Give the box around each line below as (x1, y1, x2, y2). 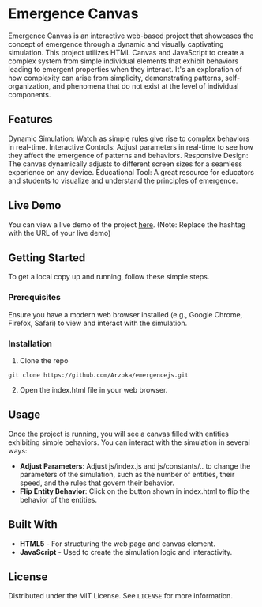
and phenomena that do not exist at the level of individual (52, 81, 239, 91)
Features (8, 112, 53, 127)
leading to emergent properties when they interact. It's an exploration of (8, 64, 242, 74)
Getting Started (8, 251, 86, 264)
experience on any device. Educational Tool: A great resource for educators (8, 167, 255, 176)
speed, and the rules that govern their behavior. (19, 478, 175, 487)
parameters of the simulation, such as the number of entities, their (19, 469, 235, 479)
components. (8, 89, 51, 99)
